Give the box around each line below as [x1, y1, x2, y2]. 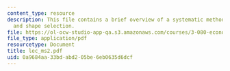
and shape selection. [13, 22, 75, 29]
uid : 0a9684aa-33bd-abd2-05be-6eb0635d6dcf [7, 54, 133, 61]
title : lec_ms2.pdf [7, 48, 63, 55]
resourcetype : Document [7, 41, 75, 48]
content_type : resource [7, 9, 75, 17]
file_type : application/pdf [7, 35, 88, 42]
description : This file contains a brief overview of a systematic [7, 16, 204, 23]
